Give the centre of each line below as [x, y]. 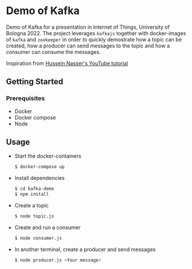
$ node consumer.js [38, 238]
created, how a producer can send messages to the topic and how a [88, 46]
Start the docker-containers [48, 156]
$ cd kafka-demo [34, 189]
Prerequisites [25, 98]
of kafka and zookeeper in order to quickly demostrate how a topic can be [94, 39]
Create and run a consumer [47, 227]
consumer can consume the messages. [53, 52]
